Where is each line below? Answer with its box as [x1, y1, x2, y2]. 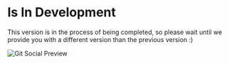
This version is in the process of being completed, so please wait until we [7, 28, 223, 36]
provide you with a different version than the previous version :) [7, 35, 193, 43]
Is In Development [7, 4, 116, 21]
